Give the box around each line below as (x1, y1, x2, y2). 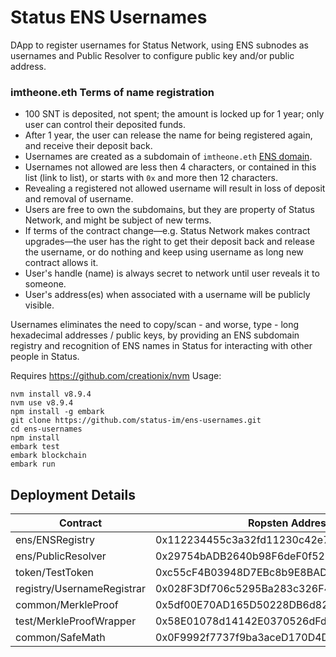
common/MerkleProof (15, 598, 119, 612)
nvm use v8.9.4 (10, 398, 74, 408)
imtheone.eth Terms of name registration (10, 85, 215, 99)
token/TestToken (15, 566, 95, 580)
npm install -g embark (10, 407, 105, 417)
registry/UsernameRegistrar (15, 582, 147, 596)
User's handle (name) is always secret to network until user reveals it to (24, 267, 320, 280)
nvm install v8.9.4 (10, 389, 92, 400)
